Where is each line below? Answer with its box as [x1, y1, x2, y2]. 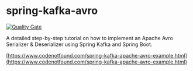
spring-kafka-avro [6, 4, 98, 17]
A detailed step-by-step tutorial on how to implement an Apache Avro [6, 34, 174, 41]
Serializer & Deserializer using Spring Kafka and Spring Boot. [6, 41, 153, 48]
